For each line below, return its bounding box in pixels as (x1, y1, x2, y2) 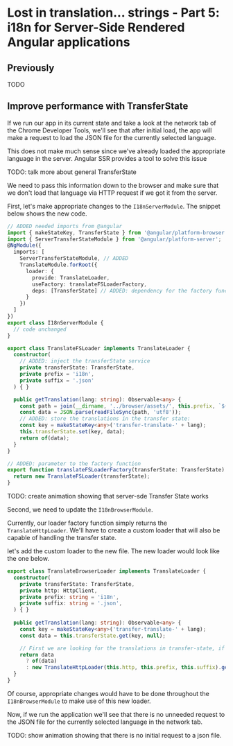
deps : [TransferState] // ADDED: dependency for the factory (32, 287, 213, 294)
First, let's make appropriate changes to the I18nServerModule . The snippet (7, 202, 221, 210)
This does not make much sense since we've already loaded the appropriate (7, 147, 225, 155)
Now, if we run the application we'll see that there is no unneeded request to (7, 710, 225, 718)
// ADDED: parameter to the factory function (7, 460, 141, 467)
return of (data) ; (19, 435, 70, 442)
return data (19, 651, 54, 658)
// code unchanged (13, 326, 67, 333)
